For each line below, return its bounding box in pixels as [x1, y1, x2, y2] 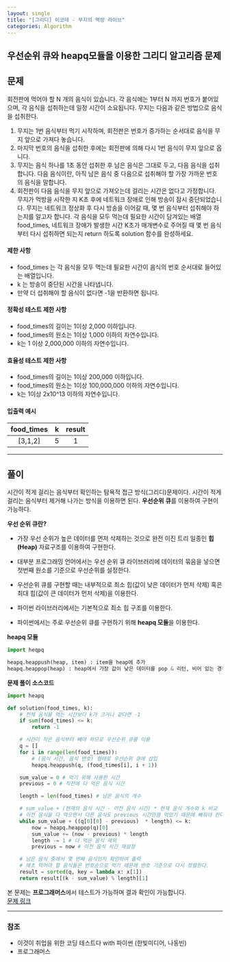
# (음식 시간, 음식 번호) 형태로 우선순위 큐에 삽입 [31, 755, 158, 762]
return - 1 [31, 724, 60, 731]
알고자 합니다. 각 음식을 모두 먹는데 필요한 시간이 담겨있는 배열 [35, 212, 202, 220]
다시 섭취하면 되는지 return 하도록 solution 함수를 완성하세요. [29, 229, 194, 237]
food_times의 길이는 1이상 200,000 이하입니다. [16, 373, 144, 381]
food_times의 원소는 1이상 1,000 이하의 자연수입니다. [16, 330, 159, 339]
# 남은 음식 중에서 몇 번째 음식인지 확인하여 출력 [19, 856, 141, 863]
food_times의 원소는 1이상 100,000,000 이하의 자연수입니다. [16, 381, 179, 389]
